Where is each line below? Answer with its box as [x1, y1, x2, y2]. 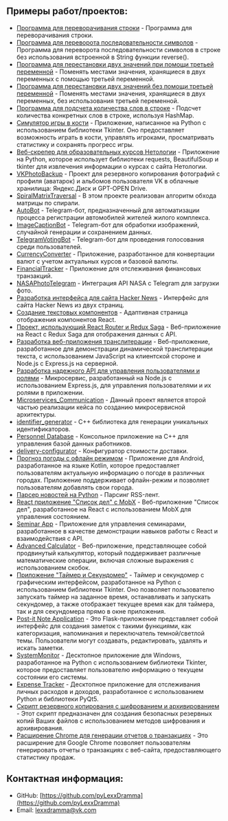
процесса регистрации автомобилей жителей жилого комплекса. [16, 213, 211, 222]
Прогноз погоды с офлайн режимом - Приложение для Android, [16, 454, 205, 462]
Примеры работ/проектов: [6, 5, 128, 17]
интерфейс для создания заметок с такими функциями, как [16, 621, 192, 630]
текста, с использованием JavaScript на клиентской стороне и [16, 351, 201, 360]
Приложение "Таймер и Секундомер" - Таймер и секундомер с [16, 570, 205, 579]
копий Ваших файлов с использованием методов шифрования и [16, 717, 205, 725]
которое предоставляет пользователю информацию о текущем [16, 665, 204, 673]
